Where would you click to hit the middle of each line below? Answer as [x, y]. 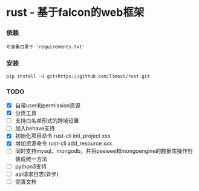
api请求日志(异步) [37, 174]
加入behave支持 [35, 129]
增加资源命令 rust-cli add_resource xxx [64, 144]
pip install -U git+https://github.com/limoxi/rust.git [78, 76]
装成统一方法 [31, 159]
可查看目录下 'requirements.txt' [46, 47]
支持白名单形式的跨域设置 [47, 121]
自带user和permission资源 [47, 106]
